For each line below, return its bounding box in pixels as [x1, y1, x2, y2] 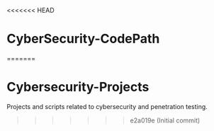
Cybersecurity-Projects [6, 79, 150, 95]
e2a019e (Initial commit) [130, 116, 201, 125]
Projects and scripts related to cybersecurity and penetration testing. [6, 102, 208, 110]
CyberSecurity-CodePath [6, 31, 160, 47]
